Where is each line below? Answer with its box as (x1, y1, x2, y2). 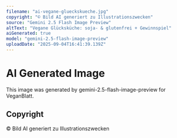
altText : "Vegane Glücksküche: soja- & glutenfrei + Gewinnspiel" (6, 25, 172, 31)
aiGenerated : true (6, 31, 51, 36)
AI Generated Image (6, 67, 105, 80)
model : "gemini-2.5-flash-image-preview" (6, 36, 109, 42)
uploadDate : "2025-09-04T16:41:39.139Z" (6, 42, 107, 48)
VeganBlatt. (6, 92, 34, 99)
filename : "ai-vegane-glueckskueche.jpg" (6, 8, 109, 15)
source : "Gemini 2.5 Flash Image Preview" (6, 19, 111, 25)
